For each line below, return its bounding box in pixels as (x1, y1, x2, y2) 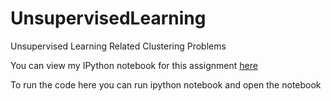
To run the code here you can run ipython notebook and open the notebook (10, 78, 322, 91)
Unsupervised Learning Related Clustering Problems (10, 40, 227, 52)
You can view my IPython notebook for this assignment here (10, 59, 258, 71)
